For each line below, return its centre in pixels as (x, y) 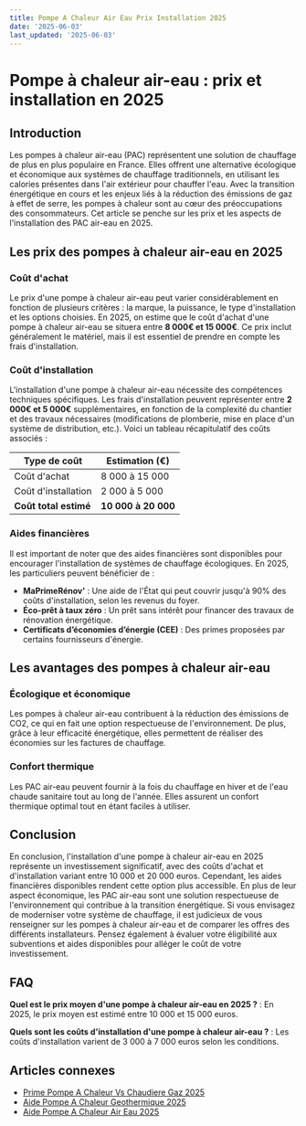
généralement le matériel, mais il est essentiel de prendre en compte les (145, 337)
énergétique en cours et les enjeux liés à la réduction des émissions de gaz (151, 194)
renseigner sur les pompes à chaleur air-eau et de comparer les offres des (150, 925)
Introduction (46, 133)
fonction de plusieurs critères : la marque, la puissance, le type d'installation (153, 308)
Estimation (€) (138, 461)
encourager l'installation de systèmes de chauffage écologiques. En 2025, (149, 563)
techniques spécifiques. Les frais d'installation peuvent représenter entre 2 (151, 399)
